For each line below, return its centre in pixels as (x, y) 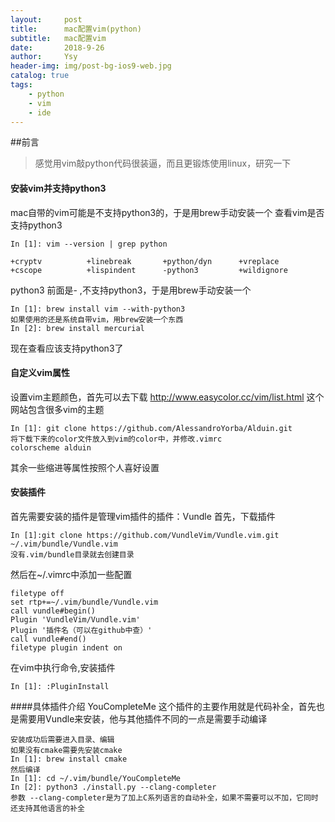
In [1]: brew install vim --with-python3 (98, 309)
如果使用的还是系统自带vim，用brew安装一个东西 (97, 319)
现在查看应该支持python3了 (67, 348)
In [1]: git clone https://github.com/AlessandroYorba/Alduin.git (151, 428)
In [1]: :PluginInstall (60, 686)
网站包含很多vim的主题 (57, 409)
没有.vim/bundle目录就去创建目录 (72, 554)
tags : (21, 85)
